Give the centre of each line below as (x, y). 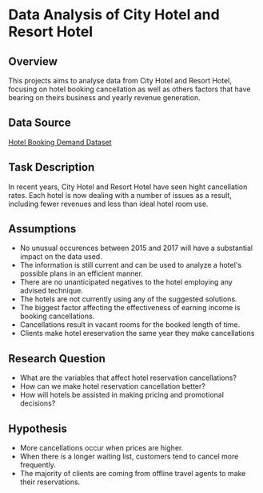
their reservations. (50, 482)
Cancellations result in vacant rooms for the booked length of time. (130, 325)
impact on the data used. (61, 257)
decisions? (38, 403)
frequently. (38, 465)
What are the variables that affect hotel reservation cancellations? (128, 378)
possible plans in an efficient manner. (82, 273)
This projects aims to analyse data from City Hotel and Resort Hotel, (120, 81)
